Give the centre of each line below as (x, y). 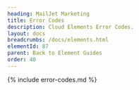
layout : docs (26, 33)
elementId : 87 (28, 46)
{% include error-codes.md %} (52, 79)
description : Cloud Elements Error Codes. (71, 27)
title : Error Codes (36, 20)
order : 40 (22, 60)
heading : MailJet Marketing (49, 14)
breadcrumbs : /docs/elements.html (58, 40)
